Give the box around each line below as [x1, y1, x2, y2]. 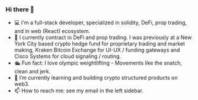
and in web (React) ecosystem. [14, 28, 90, 35]
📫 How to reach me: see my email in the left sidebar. [14, 87, 143, 94]
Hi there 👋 [5, 5, 35, 14]
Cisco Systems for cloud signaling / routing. [14, 53, 122, 60]
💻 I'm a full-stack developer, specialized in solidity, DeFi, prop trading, [14, 19, 187, 26]
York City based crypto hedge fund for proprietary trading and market [14, 40, 185, 47]
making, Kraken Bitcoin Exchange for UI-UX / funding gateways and [14, 47, 180, 54]
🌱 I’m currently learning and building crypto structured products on [14, 74, 178, 82]
